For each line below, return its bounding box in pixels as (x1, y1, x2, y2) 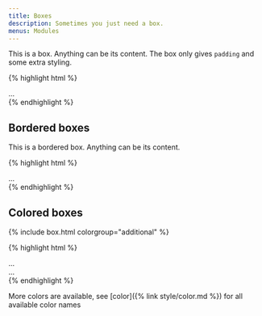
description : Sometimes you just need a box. (8, 19, 164, 27)
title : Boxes (8, 11, 52, 20)
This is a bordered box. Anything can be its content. (8, 142, 181, 152)
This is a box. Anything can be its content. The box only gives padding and (8, 49, 255, 59)
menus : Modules (8, 27, 60, 35)
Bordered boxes (8, 120, 90, 134)
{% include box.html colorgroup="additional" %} (8, 227, 169, 237)
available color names (8, 300, 81, 310)
